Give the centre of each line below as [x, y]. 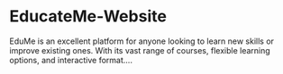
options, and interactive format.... [71, 60]
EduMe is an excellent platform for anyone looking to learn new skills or [142, 41]
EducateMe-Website [88, 16]
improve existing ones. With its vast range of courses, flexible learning [140, 50]
